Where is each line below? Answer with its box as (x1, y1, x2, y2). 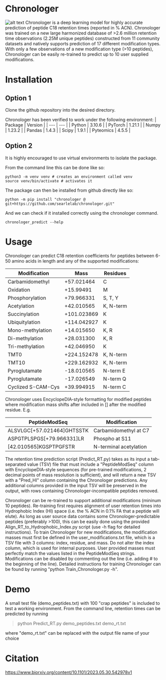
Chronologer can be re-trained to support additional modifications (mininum (5, 497, 161, 503)
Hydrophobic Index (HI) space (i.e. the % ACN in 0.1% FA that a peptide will (5, 508, 160, 514)
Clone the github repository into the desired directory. (5, 107, 116, 113)
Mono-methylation (7, 327, 52, 334)
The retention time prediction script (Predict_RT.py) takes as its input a (5, 456, 151, 462)
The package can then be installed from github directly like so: (5, 187, 134, 193)
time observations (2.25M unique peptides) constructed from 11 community (5, 35, 160, 41)
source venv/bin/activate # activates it (5, 178, 93, 183)
